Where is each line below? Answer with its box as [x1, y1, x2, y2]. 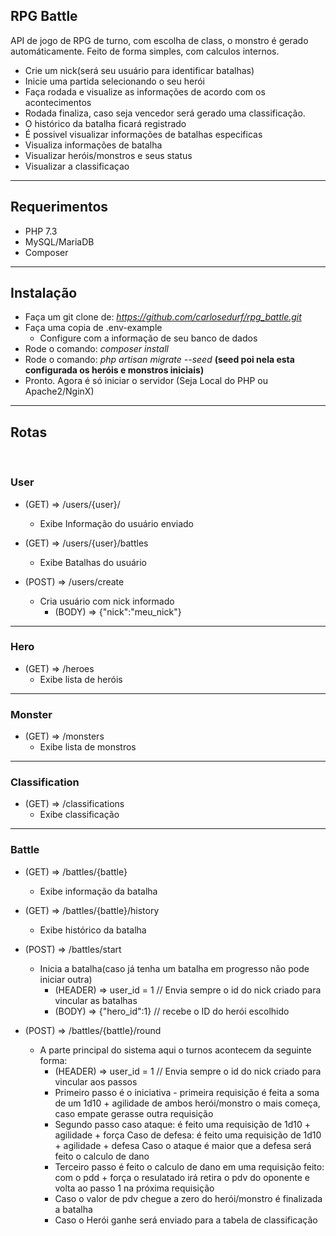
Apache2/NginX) [24, 385, 95, 398]
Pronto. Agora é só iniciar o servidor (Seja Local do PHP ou [24, 375, 268, 387]
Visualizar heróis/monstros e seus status [24, 149, 193, 161]
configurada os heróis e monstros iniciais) [24, 364, 205, 376]
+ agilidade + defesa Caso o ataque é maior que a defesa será [54, 1139, 312, 1151]
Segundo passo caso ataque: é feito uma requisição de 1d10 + [54, 1118, 312, 1130]
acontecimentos [24, 96, 92, 108]
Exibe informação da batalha [39, 885, 158, 897]
